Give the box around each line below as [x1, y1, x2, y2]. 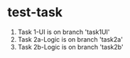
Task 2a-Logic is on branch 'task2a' [17, 35, 123, 43]
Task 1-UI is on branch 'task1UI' [17, 28, 110, 36]
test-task [7, 4, 63, 21]
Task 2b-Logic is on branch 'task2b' [17, 42, 124, 51]
